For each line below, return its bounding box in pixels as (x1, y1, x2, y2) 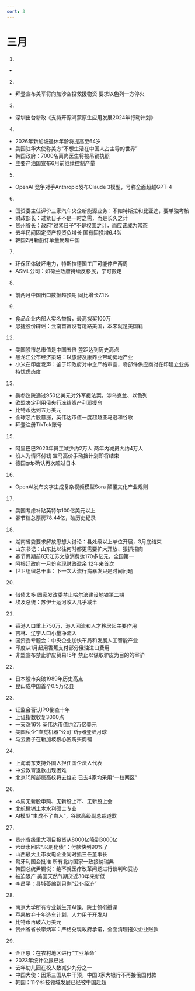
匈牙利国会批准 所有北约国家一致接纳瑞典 (15, 858, 114, 865)
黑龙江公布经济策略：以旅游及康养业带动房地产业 (15, 353, 133, 360)
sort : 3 (6, 8, 26, 15)
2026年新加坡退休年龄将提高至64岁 (15, 137, 102, 144)
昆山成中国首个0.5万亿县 (15, 682, 75, 689)
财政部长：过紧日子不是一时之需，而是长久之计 (15, 214, 128, 221)
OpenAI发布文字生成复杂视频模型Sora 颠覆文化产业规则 (15, 483, 148, 490)
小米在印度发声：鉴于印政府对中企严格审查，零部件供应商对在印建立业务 (15, 360, 189, 367)
